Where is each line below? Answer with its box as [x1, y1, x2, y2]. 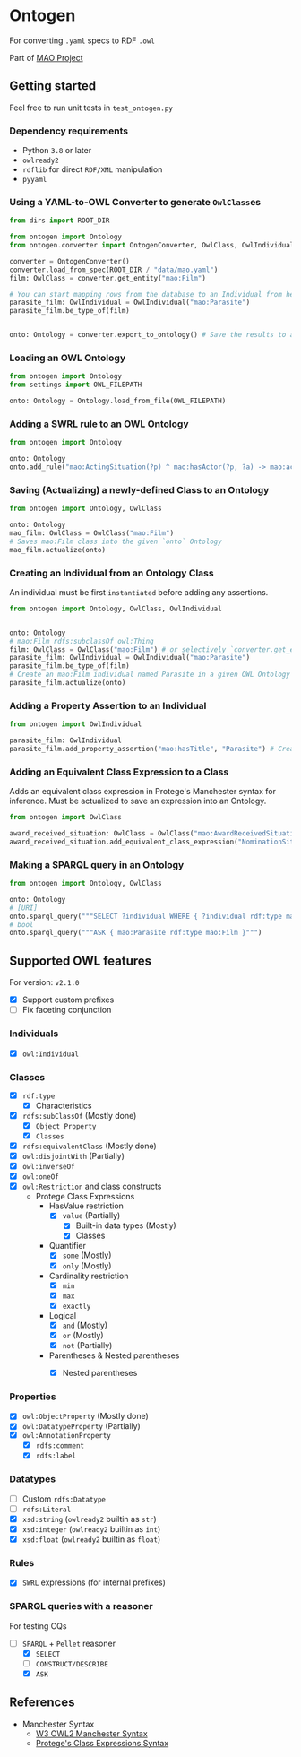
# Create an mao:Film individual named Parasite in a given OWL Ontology [9, 670, 291, 679]
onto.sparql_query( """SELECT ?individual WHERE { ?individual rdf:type [9, 912, 282, 921]
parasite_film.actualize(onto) [9, 679, 126, 688]
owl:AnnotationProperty [21, 1432, 112, 1441]
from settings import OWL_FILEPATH [9, 380, 142, 390]
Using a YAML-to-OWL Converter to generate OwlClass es [9, 195, 262, 208]
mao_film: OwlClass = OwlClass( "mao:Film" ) [9, 528, 175, 538]
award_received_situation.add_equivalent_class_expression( [9, 837, 239, 846]
